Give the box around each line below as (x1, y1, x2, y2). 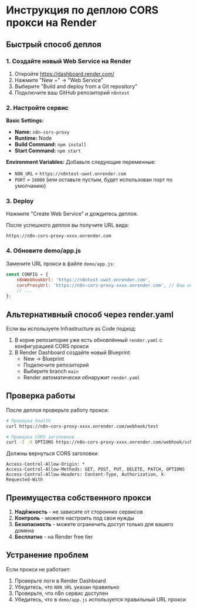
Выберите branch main (23, 368, 79, 375)
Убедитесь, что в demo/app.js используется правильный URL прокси (14, 595, 186, 603)
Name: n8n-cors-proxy (14, 129, 70, 136)
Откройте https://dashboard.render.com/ (14, 70, 115, 77)
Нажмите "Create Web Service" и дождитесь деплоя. (6, 210, 138, 217)
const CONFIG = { (6, 271, 49, 277)
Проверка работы (6, 391, 76, 401)
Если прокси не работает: (6, 566, 72, 573)
